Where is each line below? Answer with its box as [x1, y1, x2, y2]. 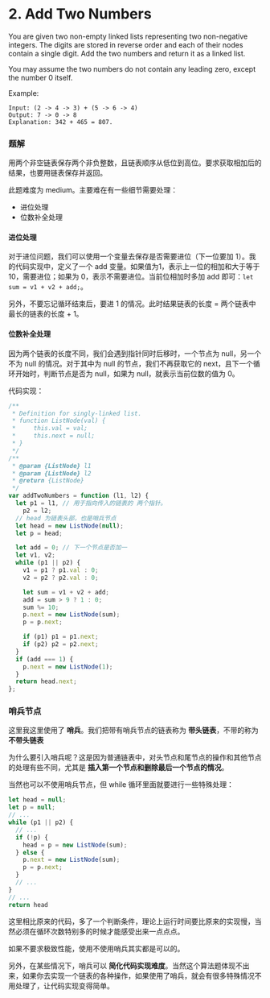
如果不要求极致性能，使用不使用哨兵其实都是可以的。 [8, 943, 185, 953]
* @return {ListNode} [11, 477, 84, 485]
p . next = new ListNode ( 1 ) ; [22, 662, 113, 671]
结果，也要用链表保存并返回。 [8, 168, 107, 178]
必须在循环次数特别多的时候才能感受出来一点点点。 [14, 926, 185, 936]
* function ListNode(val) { [11, 416, 106, 425]
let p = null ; [8, 803, 56, 812]
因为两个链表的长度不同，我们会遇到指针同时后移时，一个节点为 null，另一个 [8, 348, 262, 358]
